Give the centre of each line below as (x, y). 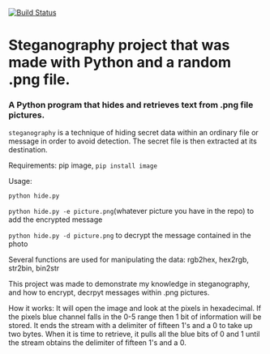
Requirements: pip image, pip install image (83, 165)
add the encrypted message (56, 220)
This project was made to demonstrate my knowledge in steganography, (129, 284)
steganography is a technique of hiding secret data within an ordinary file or (134, 133)
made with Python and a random (120, 63)
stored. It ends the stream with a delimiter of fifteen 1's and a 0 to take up (131, 326)
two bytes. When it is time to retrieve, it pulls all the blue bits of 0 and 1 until (134, 334)
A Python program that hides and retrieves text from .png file (131, 105)
